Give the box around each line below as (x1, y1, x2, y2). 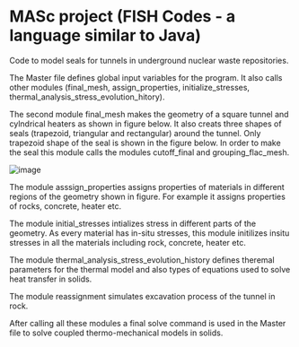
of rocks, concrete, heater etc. (9, 200, 122, 212)
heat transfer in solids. (9, 273, 92, 284)
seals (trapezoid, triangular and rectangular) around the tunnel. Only (9, 127, 261, 138)
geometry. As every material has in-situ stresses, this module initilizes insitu (9, 227, 290, 239)
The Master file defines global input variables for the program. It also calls (9, 72, 283, 82)
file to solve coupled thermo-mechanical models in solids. (9, 327, 224, 338)
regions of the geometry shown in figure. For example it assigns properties (9, 191, 286, 202)
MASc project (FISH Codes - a (9, 6, 236, 27)
